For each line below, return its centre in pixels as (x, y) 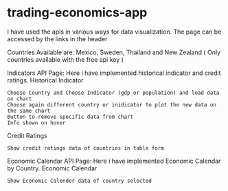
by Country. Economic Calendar (52, 168)
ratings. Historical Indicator (45, 80)
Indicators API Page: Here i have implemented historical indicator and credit (114, 73)
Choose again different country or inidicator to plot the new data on (112, 104)
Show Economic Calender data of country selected (80, 181)
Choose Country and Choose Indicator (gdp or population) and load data (113, 93)
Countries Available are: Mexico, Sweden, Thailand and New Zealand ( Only (114, 52)
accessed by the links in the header (57, 38)
